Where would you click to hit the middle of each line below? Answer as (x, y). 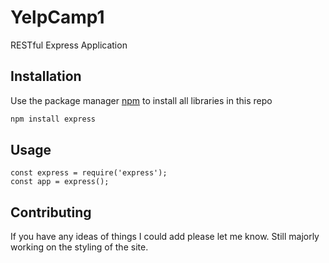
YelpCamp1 (57, 17)
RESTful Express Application (69, 45)
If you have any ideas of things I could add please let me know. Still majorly (165, 237)
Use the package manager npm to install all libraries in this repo (141, 100)
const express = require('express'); (89, 173)
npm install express (53, 119)
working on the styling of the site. (79, 247)
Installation (46, 76)
